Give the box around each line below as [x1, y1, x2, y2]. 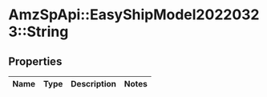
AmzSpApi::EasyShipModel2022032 [8, 6, 260, 24]
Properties [8, 55, 63, 68]
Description [71, 79, 116, 89]
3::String [8, 22, 69, 41]
